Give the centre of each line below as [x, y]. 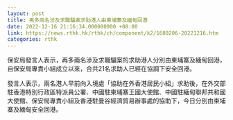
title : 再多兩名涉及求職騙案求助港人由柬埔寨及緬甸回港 [77, 20]
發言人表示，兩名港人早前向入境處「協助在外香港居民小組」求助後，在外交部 [116, 83]
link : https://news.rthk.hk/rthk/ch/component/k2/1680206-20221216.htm [113, 33]
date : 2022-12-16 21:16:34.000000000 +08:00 [72, 26]
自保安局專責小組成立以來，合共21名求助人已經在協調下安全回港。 [102, 69]
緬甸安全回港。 [41, 110]
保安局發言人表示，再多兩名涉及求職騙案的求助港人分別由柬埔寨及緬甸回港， [116, 60]
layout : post [26, 14]
